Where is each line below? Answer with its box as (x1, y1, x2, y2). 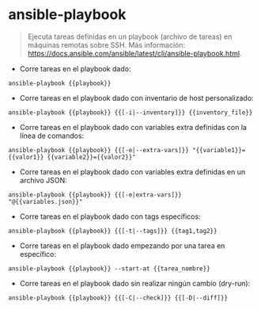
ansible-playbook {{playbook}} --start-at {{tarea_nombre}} (8, 264, 211, 273)
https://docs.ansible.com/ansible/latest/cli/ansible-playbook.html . (27, 48, 242, 58)
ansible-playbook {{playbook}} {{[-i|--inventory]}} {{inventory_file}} (8, 109, 253, 117)
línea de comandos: (19, 131, 85, 140)
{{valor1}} (8, 153, 44, 161)
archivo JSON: (19, 175, 67, 185)
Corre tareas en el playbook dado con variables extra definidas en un (19, 166, 246, 176)
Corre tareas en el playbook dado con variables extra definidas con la (19, 122, 248, 132)
